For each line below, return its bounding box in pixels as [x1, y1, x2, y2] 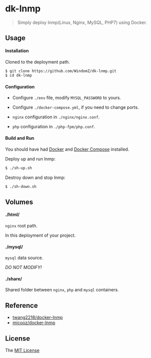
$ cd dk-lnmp [5, 73, 32, 78]
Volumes [5, 197, 33, 206]
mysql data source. [5, 255, 43, 261]
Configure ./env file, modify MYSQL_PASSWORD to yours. [12, 95, 121, 101]
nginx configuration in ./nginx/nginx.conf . [12, 114, 100, 120]
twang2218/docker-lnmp [12, 314, 63, 321]
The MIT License [5, 348, 40, 354]
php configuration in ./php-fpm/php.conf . [12, 124, 95, 130]
